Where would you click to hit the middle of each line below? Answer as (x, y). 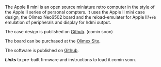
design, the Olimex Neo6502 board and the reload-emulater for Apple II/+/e (80, 17)
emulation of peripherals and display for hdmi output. (58, 22)
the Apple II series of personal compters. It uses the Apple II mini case (75, 12)
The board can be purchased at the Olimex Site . (53, 41)
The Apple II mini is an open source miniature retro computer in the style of (80, 7)
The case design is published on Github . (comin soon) (59, 32)
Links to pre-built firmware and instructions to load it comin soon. (71, 60)
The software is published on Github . (42, 50)
